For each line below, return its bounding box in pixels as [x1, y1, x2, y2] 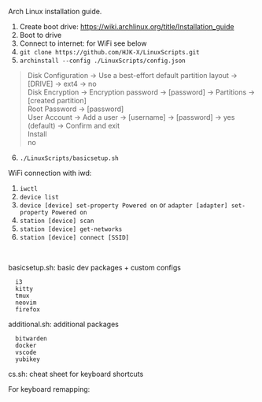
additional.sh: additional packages [8, 319, 120, 329]
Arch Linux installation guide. [8, 7, 102, 16]
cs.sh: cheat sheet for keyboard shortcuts [8, 370, 144, 378]
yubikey [15, 355, 41, 363]
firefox [15, 306, 41, 314]
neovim [15, 299, 37, 307]
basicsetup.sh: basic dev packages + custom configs [8, 263, 181, 272]
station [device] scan [19, 217, 94, 225]
